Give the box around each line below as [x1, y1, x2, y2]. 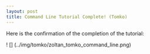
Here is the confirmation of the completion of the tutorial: [6, 30, 144, 37]
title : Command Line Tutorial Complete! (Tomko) [6, 14, 128, 20]
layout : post [6, 8, 38, 15]
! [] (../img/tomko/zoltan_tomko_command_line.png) [6, 41, 131, 48]
